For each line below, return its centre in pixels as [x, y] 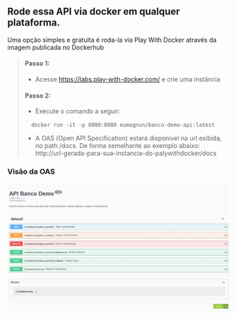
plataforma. [34, 23]
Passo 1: [37, 64]
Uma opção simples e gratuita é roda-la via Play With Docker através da [112, 40]
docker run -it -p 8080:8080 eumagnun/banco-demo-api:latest [123, 125]
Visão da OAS [31, 171]
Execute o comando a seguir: [78, 111]
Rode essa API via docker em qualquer [94, 12]
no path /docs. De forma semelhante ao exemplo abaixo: [117, 146]
